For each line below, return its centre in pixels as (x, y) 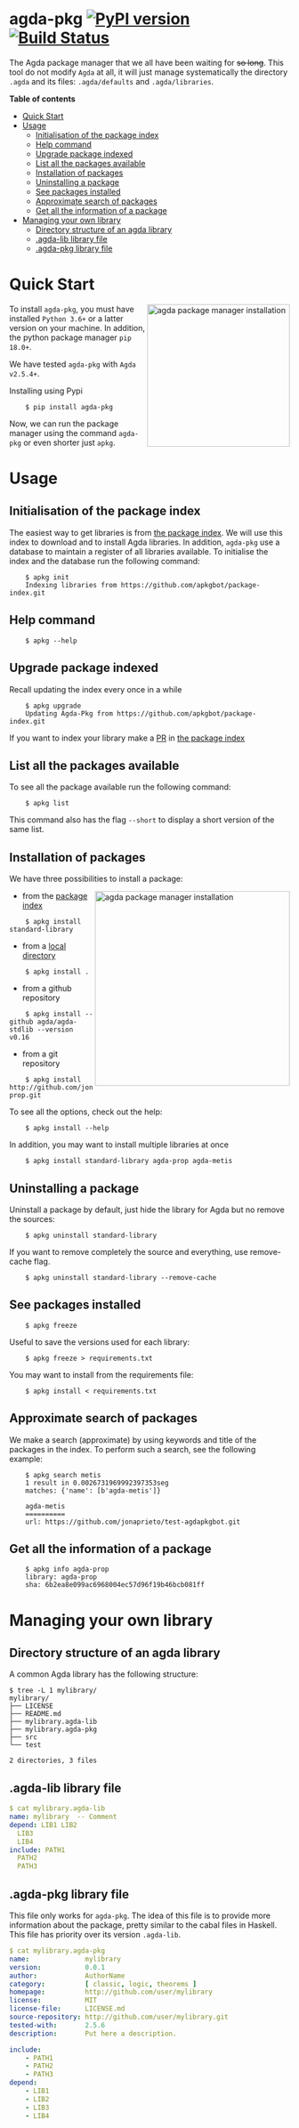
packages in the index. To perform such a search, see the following (133, 1449)
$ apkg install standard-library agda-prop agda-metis (129, 1161)
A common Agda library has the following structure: (104, 1674)
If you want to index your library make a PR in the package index (127, 738)
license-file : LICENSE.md (67, 2009)
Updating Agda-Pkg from (69, 713)
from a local (44, 946)
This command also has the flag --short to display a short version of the (142, 820)
